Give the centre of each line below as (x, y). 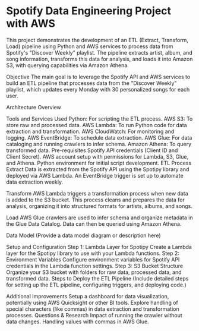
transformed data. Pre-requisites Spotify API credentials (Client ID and (92, 150)
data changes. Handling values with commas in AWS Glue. (78, 321)
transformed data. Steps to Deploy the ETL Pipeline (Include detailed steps (97, 278)
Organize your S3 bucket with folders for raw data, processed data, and (94, 272)
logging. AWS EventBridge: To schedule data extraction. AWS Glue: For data (99, 137)
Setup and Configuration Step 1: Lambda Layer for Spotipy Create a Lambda (99, 247)
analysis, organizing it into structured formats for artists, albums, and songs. (99, 206)
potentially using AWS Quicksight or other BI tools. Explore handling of (92, 302)
